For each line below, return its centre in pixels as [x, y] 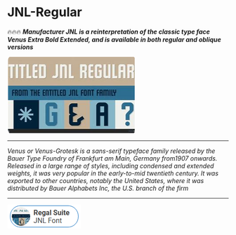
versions [20, 47]
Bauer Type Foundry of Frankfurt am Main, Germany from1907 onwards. [112, 158]
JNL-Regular [45, 12]
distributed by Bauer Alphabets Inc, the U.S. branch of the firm [98, 188]
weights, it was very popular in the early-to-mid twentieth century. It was [113, 173]
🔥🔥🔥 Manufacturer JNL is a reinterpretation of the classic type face [109, 32]
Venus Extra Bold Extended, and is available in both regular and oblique [114, 39]
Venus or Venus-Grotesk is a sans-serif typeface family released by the [111, 151]
